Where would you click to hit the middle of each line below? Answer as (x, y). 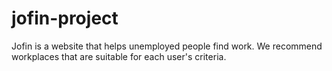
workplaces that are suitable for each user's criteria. (119, 56)
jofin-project (65, 18)
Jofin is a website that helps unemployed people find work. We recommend (167, 46)
